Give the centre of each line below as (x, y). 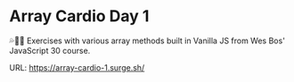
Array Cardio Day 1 (79, 16)
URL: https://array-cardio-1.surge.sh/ (77, 67)
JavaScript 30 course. (50, 50)
